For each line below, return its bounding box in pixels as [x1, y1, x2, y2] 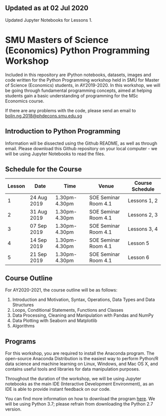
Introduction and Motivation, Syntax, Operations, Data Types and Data [12, 296, 155, 303]
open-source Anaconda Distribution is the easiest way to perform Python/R [5, 356, 159, 361]
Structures [12, 302, 34, 308]
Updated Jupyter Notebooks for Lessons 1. [5, 17, 92, 23]
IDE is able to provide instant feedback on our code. [5, 386, 111, 392]
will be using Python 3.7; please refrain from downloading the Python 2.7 [5, 401, 153, 407]
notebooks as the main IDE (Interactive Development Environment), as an [5, 381, 154, 387]
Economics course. [5, 98, 44, 104]
